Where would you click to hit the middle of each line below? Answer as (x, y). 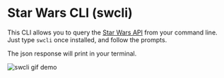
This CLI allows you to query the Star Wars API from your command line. (112, 32)
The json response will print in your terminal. (72, 53)
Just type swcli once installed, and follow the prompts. (87, 39)
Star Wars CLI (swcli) (70, 13)
